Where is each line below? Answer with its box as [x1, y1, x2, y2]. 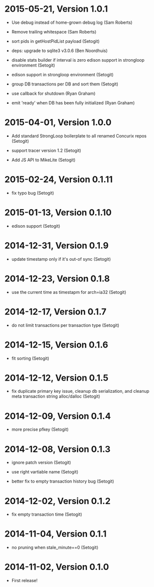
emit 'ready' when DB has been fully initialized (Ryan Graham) [11, 100, 135, 105]
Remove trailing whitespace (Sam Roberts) [11, 29, 97, 34]
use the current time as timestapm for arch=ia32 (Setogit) [11, 289, 126, 295]
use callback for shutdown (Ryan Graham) [11, 90, 96, 96]
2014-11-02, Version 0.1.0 [4, 562, 109, 572]
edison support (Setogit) [11, 223, 60, 229]
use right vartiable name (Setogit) [11, 469, 79, 475]
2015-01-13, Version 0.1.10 [4, 207, 112, 218]
